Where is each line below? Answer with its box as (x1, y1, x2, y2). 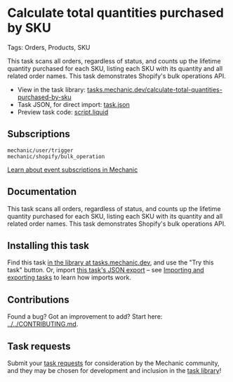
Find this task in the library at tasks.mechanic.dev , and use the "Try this (7, 258, 214, 267)
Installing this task (7, 239, 90, 251)
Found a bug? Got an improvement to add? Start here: (7, 312, 163, 321)
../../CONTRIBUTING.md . (7, 320, 79, 329)
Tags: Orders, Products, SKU (7, 43, 91, 51)
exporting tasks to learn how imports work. (7, 273, 132, 282)
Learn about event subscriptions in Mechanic (7, 165, 138, 174)
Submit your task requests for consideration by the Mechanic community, (7, 359, 220, 367)
